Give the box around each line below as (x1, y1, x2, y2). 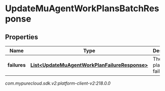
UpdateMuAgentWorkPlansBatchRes (5, 3, 160, 14)
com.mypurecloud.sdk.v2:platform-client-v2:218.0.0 (5, 80, 111, 86)
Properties (5, 33, 38, 41)
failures (7, 62, 26, 68)
